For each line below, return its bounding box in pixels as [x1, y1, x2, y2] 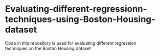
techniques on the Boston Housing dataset [5, 45, 91, 51]
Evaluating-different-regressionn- [5, 3, 147, 15]
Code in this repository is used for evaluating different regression [5, 40, 137, 46]
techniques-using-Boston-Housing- [5, 14, 156, 25]
